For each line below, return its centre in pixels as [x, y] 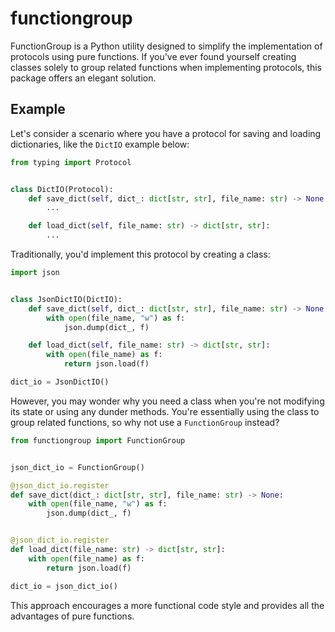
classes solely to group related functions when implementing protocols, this [166, 67]
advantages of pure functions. [72, 616]
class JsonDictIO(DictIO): [66, 299]
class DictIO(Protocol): [62, 189]
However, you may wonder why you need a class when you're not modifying [167, 401]
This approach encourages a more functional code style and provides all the [167, 605]
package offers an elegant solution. [83, 78]
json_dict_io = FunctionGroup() [77, 467]
